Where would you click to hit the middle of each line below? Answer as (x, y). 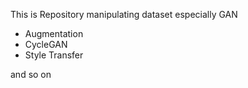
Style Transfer (54, 55)
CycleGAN (46, 44)
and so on (31, 74)
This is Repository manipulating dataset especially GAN (124, 14)
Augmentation (54, 33)
